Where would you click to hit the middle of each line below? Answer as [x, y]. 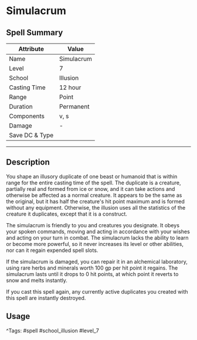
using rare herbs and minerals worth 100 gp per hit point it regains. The [92, 268]
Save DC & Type [31, 135]
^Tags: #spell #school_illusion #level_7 [53, 331]
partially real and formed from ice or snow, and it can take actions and [91, 188]
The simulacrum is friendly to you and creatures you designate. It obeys [93, 225]
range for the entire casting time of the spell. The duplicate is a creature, [94, 183]
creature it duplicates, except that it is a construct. [67, 214]
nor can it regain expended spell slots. [52, 250]
